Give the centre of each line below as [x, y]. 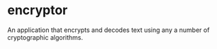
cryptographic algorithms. [45, 37]
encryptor [38, 10]
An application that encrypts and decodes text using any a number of [108, 30]
